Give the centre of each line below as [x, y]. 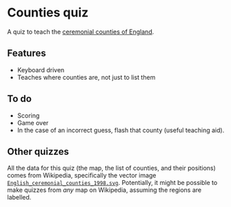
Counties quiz [48, 13]
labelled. [19, 197]
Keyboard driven [41, 69]
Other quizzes [38, 152]
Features [27, 53]
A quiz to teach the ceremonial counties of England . [81, 32]
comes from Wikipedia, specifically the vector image [82, 175]
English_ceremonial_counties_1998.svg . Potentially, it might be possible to [112, 183]
